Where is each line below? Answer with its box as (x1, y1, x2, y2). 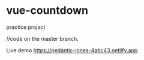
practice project (6, 23, 46, 31)
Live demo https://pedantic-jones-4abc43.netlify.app (6, 46, 138, 54)
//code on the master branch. (6, 35, 79, 42)
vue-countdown (6, 4, 89, 17)
